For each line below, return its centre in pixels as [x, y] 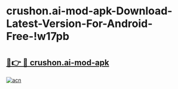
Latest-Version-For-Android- [79, 24]
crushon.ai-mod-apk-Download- [89, 11]
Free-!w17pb [38, 36]
